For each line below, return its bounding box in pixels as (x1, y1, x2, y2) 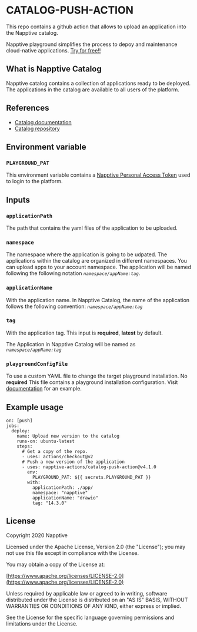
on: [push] (6, 418, 33, 423)
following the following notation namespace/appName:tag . (6, 270, 141, 277)
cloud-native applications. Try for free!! (6, 47, 101, 54)
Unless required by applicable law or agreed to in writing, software (6, 590, 168, 597)
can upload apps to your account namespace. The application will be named (6, 263, 192, 271)
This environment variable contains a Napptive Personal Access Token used (6, 171, 191, 178)
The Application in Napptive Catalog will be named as (6, 340, 136, 348)
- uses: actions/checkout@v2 (21, 454, 94, 459)
